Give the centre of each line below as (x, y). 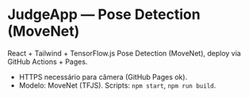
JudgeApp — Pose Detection (104, 15)
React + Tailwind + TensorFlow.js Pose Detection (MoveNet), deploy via (124, 53)
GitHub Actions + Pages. (48, 62)
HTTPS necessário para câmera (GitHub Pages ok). (103, 77)
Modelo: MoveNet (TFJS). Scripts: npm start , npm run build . (117, 85)
